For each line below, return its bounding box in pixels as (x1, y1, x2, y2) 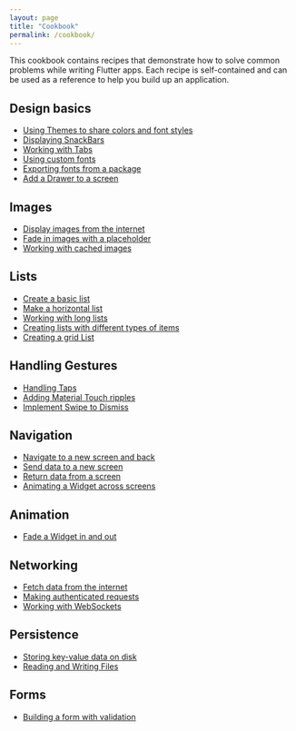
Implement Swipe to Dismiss (22, 401, 129, 412)
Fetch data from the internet (22, 582, 128, 593)
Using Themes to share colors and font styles (22, 124, 193, 136)
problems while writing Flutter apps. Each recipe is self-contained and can (9, 64, 288, 75)
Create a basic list (22, 292, 91, 304)
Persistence (9, 627, 79, 643)
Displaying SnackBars (22, 134, 104, 145)
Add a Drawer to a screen (22, 173, 119, 184)
